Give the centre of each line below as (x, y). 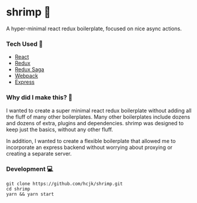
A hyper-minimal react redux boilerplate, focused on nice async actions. (94, 28)
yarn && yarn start (30, 194)
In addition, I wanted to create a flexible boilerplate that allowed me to (91, 141)
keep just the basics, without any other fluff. (60, 129)
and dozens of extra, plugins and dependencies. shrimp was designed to (95, 123)
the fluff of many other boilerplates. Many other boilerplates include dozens (98, 117)
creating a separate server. (39, 153)
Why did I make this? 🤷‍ (39, 97)
